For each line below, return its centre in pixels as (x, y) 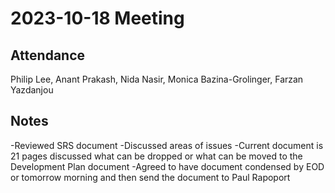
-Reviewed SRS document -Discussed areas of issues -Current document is (167, 145)
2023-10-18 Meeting (97, 18)
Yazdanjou (32, 90)
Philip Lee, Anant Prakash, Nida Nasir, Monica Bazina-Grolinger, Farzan (157, 79)
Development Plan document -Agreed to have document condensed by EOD (167, 166)
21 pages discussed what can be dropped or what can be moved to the (156, 156)
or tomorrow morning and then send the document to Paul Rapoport (150, 177)
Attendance (48, 55)
